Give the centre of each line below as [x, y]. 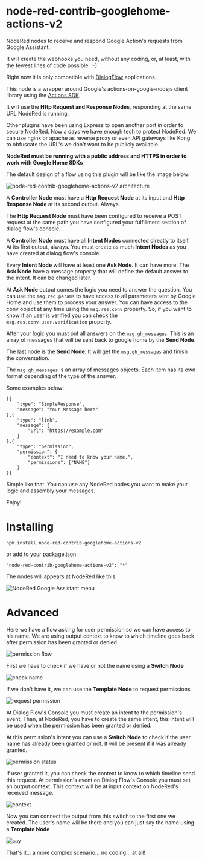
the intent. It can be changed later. [49, 278]
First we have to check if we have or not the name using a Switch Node [95, 665]
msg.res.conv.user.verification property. [59, 321]
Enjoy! [14, 502]
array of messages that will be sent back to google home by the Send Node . [101, 339]
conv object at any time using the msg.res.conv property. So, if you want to [99, 309]
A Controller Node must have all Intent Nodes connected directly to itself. [98, 240]
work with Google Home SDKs [45, 162]
